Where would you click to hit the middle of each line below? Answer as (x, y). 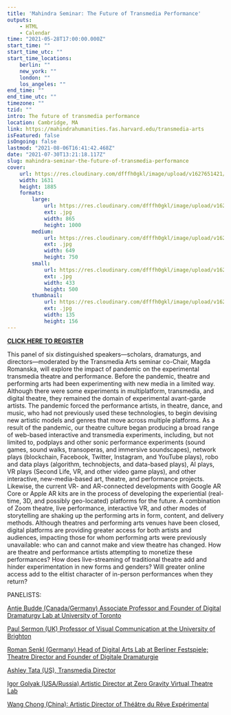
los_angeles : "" (43, 84)
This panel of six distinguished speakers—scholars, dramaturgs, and (104, 354)
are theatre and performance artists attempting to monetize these (100, 552)
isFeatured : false (33, 135)
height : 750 (61, 257)
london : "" (35, 78)
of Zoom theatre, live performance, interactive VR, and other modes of (107, 508)
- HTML (29, 26)
